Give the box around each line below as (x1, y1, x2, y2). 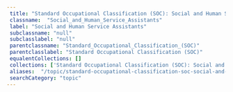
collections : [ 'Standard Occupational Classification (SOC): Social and (9, 62, 225, 68)
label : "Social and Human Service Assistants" (9, 23, 147, 30)
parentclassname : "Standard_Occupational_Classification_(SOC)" (9, 42, 200, 49)
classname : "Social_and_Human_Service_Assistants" (9, 17, 163, 24)
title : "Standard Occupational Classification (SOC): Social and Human (9, 10, 222, 17)
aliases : (9, 68, 35, 75)
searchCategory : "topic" (9, 74, 81, 82)
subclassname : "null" (9, 29, 72, 37)
